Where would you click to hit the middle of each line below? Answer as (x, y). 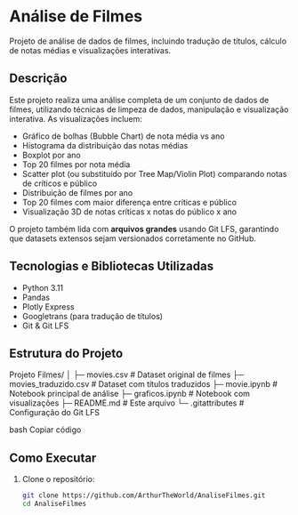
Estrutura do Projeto (66, 353)
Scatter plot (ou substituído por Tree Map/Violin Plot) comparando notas (154, 173)
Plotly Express (48, 306)
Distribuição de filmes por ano (77, 192)
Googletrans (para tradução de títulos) (92, 316)
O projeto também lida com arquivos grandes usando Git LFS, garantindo (144, 229)
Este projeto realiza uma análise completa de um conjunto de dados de (139, 100)
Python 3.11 (43, 287)
